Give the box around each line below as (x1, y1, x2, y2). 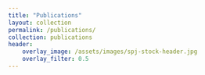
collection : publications (8, 33, 92, 41)
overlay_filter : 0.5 (22, 55, 89, 63)
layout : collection (8, 19, 72, 27)
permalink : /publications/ (8, 26, 96, 34)
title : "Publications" (8, 11, 82, 20)
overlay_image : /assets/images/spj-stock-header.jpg (22, 48, 198, 55)
